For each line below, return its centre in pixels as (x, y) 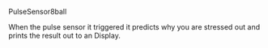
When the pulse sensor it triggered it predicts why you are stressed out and (134, 27)
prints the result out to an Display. (65, 36)
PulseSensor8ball (38, 12)
